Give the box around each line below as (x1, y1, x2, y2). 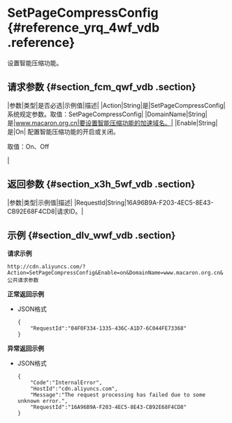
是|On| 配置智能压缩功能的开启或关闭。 (7, 127, 120, 136)
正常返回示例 (7, 290, 44, 298)
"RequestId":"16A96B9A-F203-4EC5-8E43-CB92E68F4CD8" (30, 404, 187, 411)
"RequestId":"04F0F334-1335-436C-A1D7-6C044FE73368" (30, 325, 187, 332)
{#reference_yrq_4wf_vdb (7, 20, 160, 36)
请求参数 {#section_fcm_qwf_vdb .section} (7, 81, 196, 93)
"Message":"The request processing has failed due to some (30, 391, 206, 398)
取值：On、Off (7, 142, 50, 151)
